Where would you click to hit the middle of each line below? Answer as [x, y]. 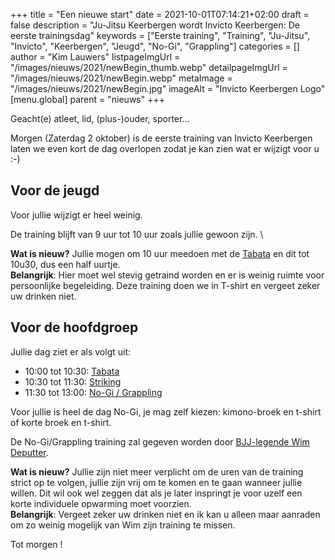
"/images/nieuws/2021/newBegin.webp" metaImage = [121, 78]
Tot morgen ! [36, 544]
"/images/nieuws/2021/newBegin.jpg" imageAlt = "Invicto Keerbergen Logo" [168, 88]
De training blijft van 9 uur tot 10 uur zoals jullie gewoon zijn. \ [137, 234]
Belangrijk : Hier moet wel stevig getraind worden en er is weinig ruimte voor [167, 275]
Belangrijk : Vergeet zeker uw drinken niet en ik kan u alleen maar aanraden [165, 514]
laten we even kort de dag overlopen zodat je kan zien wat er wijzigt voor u [165, 148]
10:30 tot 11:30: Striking [73, 381]
